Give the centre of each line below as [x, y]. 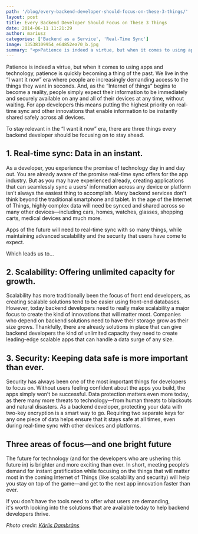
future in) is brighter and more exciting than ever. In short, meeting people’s [98, 465]
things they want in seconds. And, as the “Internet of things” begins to [91, 86]
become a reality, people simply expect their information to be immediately [97, 92]
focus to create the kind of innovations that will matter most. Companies [93, 315]
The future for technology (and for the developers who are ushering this [93, 458]
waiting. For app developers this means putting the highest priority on [91, 105]
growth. [21, 281]
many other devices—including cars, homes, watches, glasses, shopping [95, 212]
